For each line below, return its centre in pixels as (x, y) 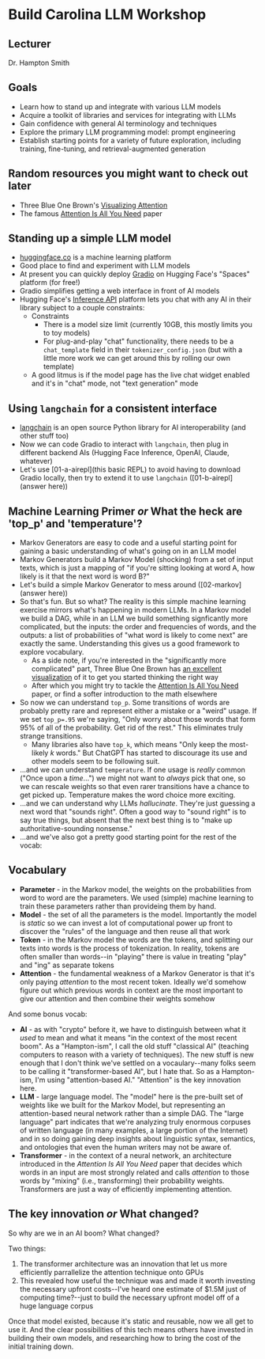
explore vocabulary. (52, 652)
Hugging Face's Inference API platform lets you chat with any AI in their (136, 299)
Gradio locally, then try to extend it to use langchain (103, 478)
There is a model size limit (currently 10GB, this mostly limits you (147, 325)
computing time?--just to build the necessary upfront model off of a (129, 1297)
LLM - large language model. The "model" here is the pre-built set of (131, 1096)
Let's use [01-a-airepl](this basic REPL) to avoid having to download (130, 469)
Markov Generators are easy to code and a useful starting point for (128, 543)
